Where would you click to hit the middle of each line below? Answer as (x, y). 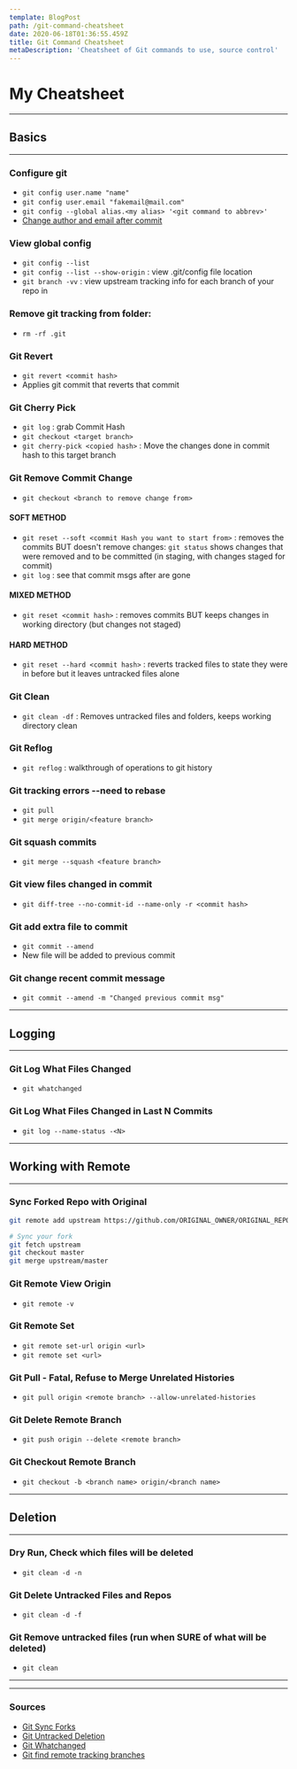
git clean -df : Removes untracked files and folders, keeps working (147, 716)
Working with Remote (70, 1166)
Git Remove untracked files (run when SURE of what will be (138, 1637)
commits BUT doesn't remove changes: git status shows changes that (152, 546)
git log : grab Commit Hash (73, 427)
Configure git (38, 173)
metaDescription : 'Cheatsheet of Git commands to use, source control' (144, 50)
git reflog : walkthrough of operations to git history (117, 768)
